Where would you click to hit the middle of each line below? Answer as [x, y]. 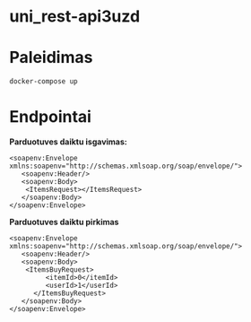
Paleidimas [51, 58]
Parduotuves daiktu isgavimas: [68, 142]
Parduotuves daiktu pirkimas [64, 222]
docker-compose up [43, 82]
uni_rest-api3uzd [75, 17]
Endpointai [51, 117]
